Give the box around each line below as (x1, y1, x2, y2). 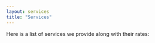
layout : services (6, 8, 50, 15)
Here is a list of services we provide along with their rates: (6, 30, 150, 37)
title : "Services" (6, 14, 52, 20)
